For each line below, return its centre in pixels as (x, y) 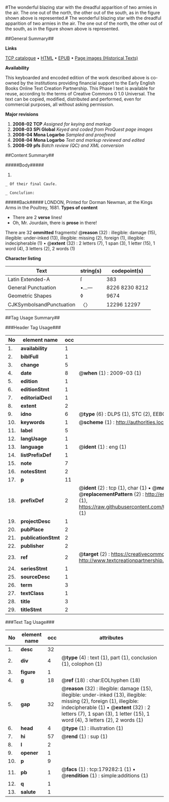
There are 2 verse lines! (37, 217)
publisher (32, 546)
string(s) (91, 271)
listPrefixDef (36, 455)
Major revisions (22, 114)
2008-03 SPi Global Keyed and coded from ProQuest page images (82, 129)
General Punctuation (32, 287)
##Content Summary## (30, 155)
